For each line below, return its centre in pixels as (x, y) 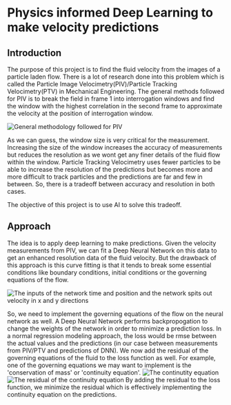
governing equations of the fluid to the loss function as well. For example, (111, 357)
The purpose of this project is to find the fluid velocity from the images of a (114, 69)
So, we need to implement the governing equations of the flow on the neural (115, 314)
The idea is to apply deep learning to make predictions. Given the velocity (112, 243)
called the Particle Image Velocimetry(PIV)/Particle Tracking (92, 84)
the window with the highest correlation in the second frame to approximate (115, 106)
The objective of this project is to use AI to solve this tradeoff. (94, 205)
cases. (17, 191)
